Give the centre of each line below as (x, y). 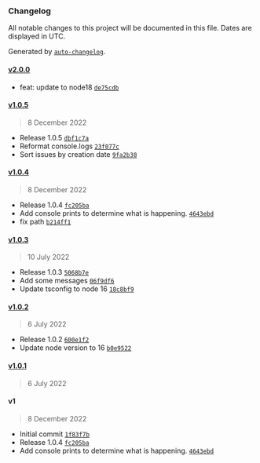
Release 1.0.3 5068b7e (54, 272)
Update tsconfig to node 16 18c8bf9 (77, 289)
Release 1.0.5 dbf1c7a (54, 137)
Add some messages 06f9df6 (67, 281)
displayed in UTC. (37, 36)
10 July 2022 (48, 257)
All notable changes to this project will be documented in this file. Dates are (130, 28)
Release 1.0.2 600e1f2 (54, 340)
